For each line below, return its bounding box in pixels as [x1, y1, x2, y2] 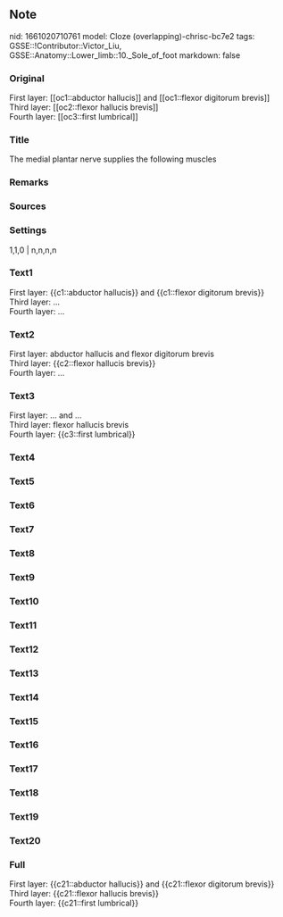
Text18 [9, 787, 39, 799]
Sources [9, 200, 46, 213]
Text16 [9, 738, 39, 751]
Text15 [9, 714, 39, 727]
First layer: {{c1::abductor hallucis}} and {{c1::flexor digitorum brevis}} [9, 287, 265, 297]
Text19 [9, 811, 39, 823]
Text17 [9, 763, 38, 775]
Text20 [9, 835, 42, 847]
